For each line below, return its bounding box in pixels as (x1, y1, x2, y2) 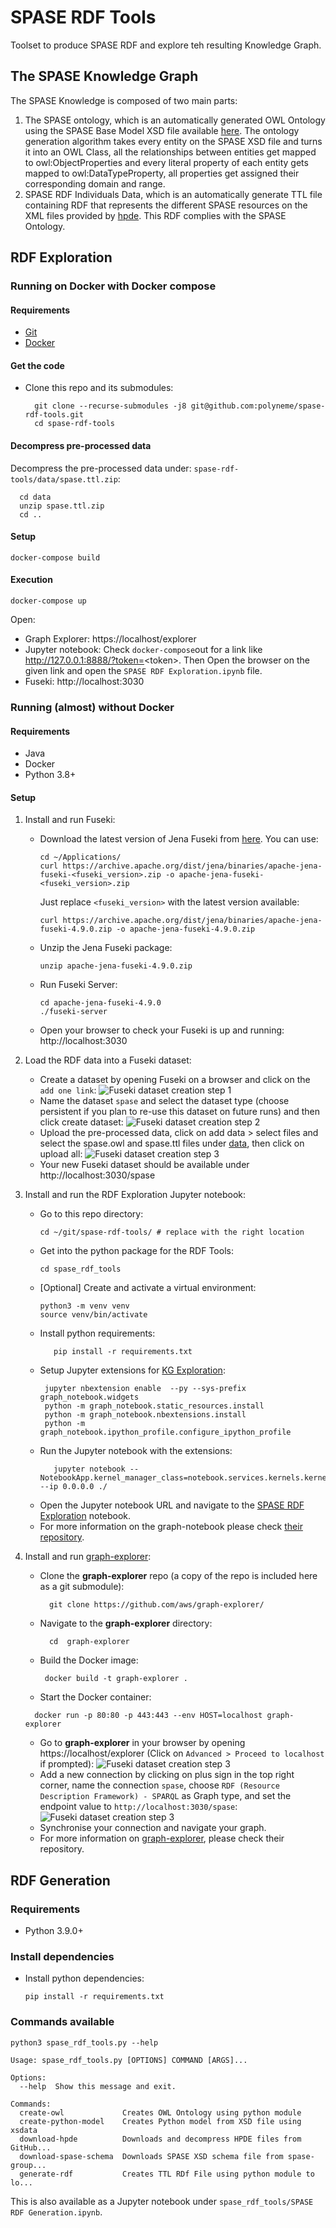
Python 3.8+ (24, 769, 77, 781)
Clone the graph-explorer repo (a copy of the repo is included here (39, 1570, 318, 1582)
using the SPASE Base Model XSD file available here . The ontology (24, 124, 300, 136)
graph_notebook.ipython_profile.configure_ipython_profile (39, 1427, 292, 1438)
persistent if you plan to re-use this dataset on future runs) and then (39, 1106, 320, 1118)
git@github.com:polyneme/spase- (190, 401, 326, 411)
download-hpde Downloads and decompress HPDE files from (19, 2134, 302, 2144)
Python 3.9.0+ (24, 1925, 84, 1937)
